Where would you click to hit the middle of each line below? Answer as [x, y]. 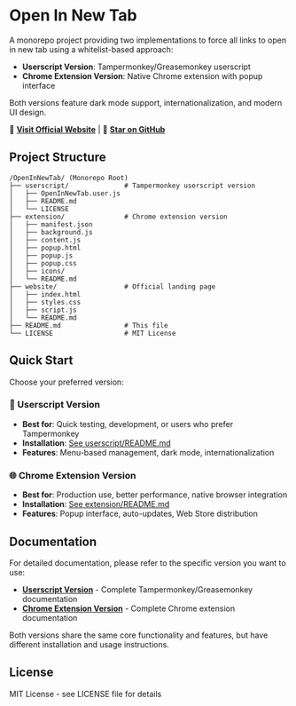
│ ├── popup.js [41, 255]
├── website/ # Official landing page [113, 286]
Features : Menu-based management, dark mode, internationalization [148, 452]
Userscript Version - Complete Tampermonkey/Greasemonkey [137, 589]
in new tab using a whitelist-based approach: [91, 49]
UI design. [28, 112]
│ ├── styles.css [45, 302]
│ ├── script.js [43, 310]
